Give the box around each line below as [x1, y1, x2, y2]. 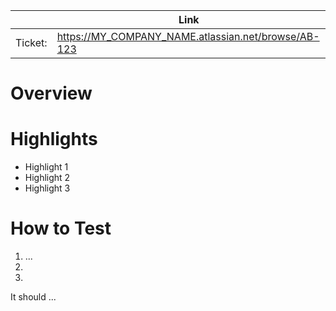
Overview [10, 82, 93, 105]
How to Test [10, 217, 112, 240]
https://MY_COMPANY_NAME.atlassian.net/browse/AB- [56, 30, 320, 43]
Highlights [10, 128, 98, 151]
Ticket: [15, 36, 48, 49]
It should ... [10, 291, 57, 303]
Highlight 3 [24, 182, 71, 194]
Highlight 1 [24, 161, 69, 173]
